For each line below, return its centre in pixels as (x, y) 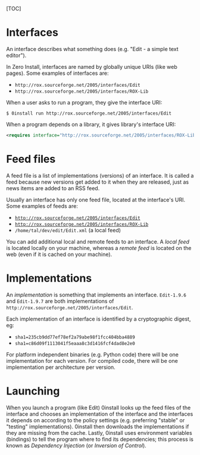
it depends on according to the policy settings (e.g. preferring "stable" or (96, 420)
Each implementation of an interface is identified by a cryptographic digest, (99, 319)
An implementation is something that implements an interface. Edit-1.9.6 (96, 295)
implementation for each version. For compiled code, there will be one (92, 361)
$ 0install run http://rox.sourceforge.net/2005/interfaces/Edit (89, 113)
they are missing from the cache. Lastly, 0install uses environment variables (99, 432)
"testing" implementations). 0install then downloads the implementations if (98, 426)
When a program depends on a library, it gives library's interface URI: (91, 124)
